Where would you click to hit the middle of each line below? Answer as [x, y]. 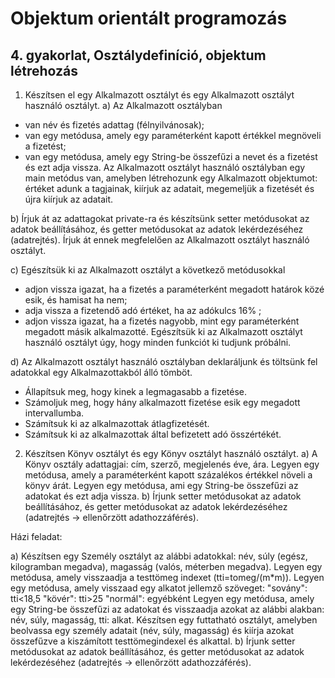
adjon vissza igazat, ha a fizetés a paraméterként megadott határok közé [174, 289]
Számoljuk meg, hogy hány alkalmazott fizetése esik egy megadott [162, 402]
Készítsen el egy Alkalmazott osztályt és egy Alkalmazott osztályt [159, 95]
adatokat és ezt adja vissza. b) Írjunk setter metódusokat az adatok [163, 496]
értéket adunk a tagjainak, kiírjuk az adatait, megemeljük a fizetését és [169, 188]
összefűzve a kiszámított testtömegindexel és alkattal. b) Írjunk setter [153, 641]
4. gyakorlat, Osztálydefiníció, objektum [138, 55]
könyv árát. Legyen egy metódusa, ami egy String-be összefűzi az [161, 485]
